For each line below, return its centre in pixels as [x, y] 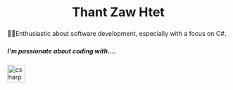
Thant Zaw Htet [118, 12]
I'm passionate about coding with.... [62, 51]
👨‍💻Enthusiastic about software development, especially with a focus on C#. [117, 34]
